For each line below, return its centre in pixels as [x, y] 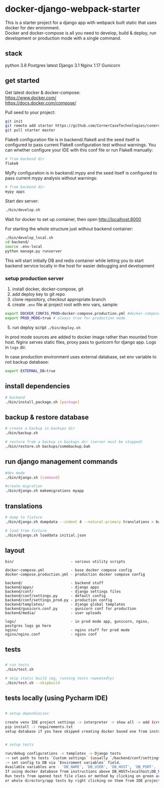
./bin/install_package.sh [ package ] [42, 402]
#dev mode [15, 473]
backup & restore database [47, 417]
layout [15, 550]
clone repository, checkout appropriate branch [59, 300]
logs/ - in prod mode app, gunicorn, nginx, [77, 622]
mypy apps [15, 192]
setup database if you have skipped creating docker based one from [76, 732]
